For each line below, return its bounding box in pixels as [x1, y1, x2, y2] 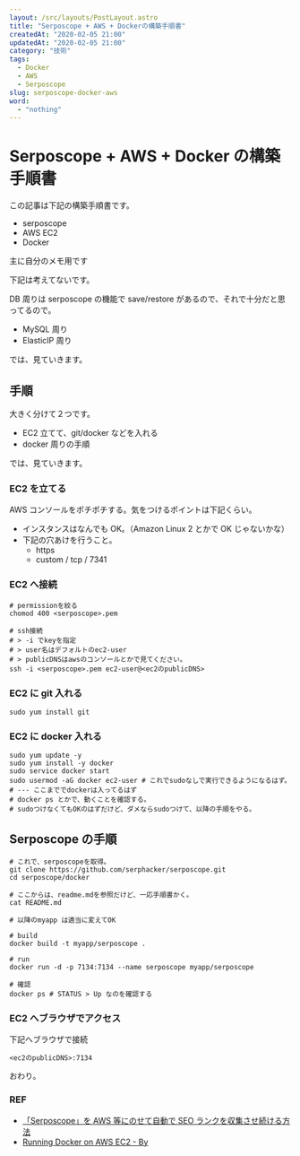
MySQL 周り [21, 324, 68, 335]
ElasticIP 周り [21, 335, 73, 346]
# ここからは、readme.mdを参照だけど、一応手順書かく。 [9, 891, 193, 900]
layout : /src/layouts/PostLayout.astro [9, 13, 159, 22]
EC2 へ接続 [9, 578, 58, 591]
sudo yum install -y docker [9, 759, 115, 768]
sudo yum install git [9, 708, 90, 717]
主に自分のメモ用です [9, 256, 88, 266]
